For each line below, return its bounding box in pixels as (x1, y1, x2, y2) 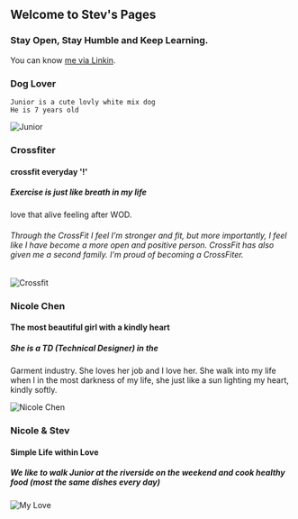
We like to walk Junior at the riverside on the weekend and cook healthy (10, 468, 286, 478)
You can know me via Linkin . (10, 54, 116, 66)
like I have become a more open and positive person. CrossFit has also (10, 240, 275, 250)
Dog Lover (10, 77, 57, 89)
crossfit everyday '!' (10, 166, 88, 177)
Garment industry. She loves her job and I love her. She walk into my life (10, 365, 277, 377)
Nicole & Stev (10, 424, 70, 437)
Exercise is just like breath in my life (10, 187, 148, 197)
